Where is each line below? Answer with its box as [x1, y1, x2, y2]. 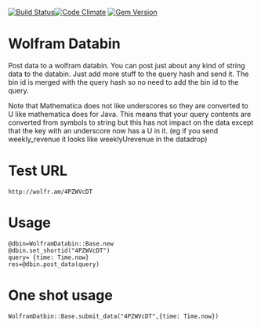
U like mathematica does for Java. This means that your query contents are [8, 109, 252, 118]
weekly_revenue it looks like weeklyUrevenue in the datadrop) [8, 134, 208, 144]
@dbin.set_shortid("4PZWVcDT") [8, 246, 111, 254]
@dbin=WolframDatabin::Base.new [8, 239, 114, 247]
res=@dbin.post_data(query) [8, 260, 100, 268]
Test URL [8, 162, 68, 180]
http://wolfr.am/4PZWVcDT [8, 188, 92, 195]
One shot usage [8, 286, 114, 304]
